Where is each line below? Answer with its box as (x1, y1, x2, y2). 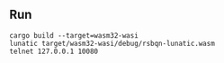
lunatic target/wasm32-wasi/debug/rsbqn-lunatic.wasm (9, 39, 216, 48)
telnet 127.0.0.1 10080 (9, 47, 99, 56)
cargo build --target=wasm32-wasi (9, 31, 139, 40)
